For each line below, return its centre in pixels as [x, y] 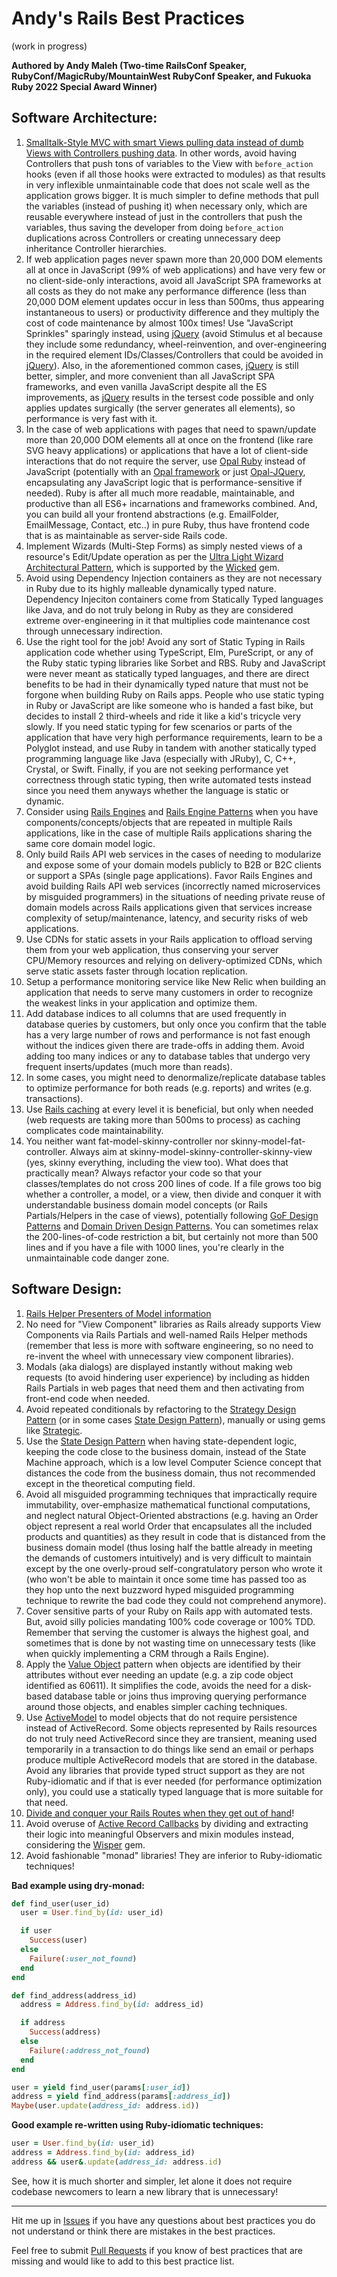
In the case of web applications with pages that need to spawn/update [171, 429]
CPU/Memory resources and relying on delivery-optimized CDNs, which [174, 960]
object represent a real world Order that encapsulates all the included [169, 1526]
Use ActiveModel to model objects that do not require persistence [161, 1717]
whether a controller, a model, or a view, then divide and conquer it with [173, 1194]
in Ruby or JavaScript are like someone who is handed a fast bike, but [169, 705]
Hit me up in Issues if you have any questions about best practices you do [163, 2220]
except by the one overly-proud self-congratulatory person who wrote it [174, 1568]
